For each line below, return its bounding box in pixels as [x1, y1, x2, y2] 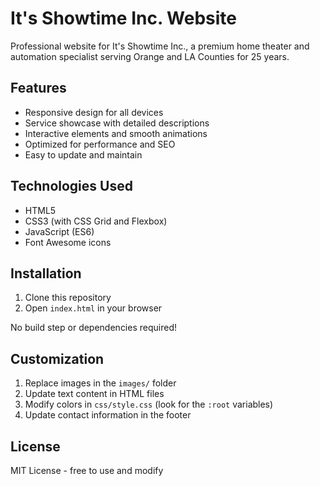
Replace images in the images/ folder [24, 377, 177, 389]
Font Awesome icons [24, 236, 112, 248]
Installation [10, 265, 82, 282]
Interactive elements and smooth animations [24, 127, 208, 139]
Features [10, 80, 67, 97]
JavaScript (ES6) [24, 225, 95, 237]
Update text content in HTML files [24, 388, 165, 400]
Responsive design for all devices [24, 106, 164, 118]
